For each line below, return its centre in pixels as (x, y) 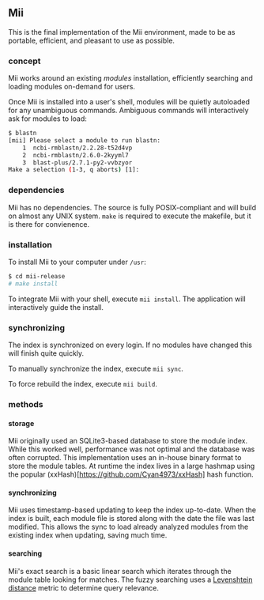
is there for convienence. (49, 224)
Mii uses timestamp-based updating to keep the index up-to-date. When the (132, 510)
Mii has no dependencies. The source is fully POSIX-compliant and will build (132, 207)
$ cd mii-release (37, 276)
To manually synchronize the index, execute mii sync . (96, 368)
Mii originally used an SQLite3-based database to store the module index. (128, 441)
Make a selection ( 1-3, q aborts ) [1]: (74, 170)
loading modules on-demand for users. (72, 87)
